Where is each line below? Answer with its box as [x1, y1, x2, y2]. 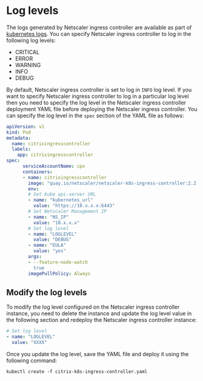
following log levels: [6, 36, 56, 44]
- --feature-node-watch [28, 259, 88, 265]
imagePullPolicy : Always [28, 270, 91, 276]
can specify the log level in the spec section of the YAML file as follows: [6, 112, 184, 119]
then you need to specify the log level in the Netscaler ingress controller [6, 98, 187, 106]
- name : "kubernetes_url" [28, 197, 94, 204]
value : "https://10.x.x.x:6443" [33, 203, 115, 209]
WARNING [15, 61, 41, 69]
